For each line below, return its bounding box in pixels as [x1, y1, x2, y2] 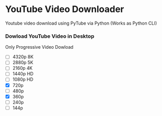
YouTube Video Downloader [5, 4, 124, 15]
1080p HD [12, 76, 34, 82]
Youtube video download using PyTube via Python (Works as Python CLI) [5, 20, 157, 26]
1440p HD [12, 71, 34, 77]
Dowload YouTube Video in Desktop [5, 33, 95, 40]
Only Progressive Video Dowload [5, 44, 74, 50]
